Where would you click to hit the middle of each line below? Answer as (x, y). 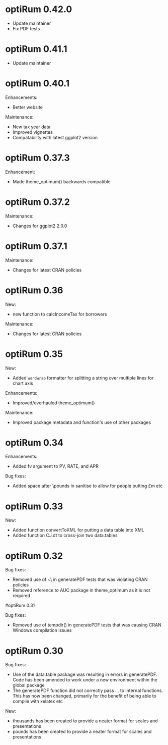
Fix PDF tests (26, 28)
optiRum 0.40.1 (37, 84)
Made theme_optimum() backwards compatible (61, 181)
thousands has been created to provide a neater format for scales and (85, 721)
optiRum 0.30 (34, 651)
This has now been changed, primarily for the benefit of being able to (85, 696)
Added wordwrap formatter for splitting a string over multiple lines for (83, 378)
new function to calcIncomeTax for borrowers (60, 314)
